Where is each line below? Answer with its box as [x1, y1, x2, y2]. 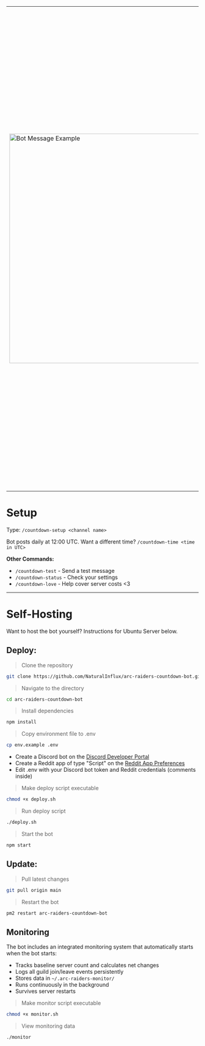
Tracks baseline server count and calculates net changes [15, 962, 159, 969]
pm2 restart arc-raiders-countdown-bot [6, 910, 108, 916]
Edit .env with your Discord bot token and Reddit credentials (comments [15, 766, 196, 774]
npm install [6, 719, 37, 725]
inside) [15, 772, 32, 780]
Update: [6, 859, 38, 870]
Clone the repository [21, 661, 73, 669]
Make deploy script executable [21, 785, 99, 792]
